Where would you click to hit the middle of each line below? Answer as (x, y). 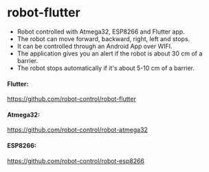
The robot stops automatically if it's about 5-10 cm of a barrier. (106, 68)
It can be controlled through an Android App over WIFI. (95, 46)
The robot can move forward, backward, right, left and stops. (103, 38)
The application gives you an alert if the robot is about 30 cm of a (110, 53)
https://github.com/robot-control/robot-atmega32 (77, 130)
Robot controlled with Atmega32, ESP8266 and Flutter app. (101, 32)
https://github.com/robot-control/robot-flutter (71, 99)
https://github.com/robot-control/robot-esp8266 (76, 161)
